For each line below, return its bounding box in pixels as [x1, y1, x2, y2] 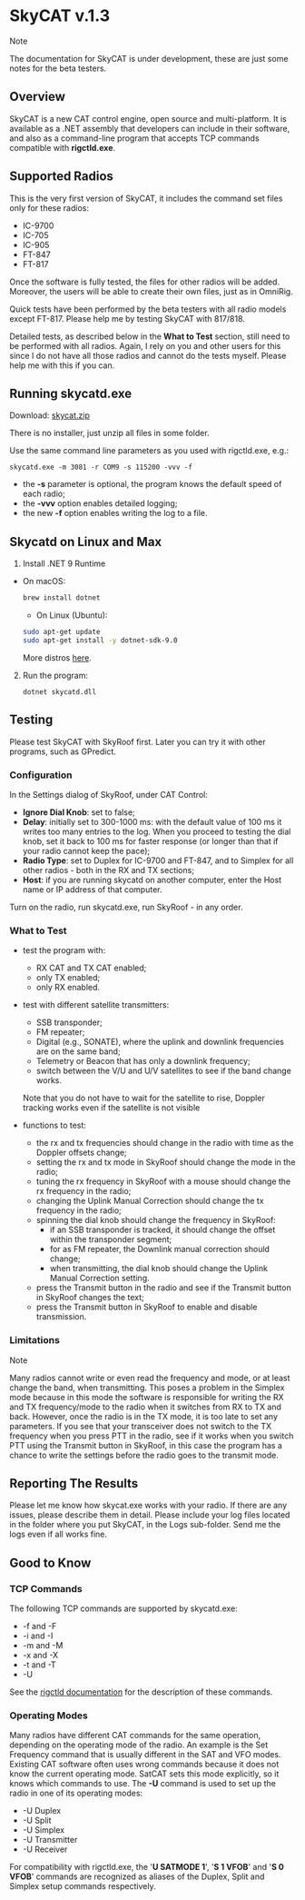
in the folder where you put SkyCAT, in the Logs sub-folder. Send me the [9, 1519, 281, 1530]
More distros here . [22, 652, 93, 663]
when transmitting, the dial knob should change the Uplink [49, 1263, 268, 1274]
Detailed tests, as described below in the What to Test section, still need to [9, 331, 290, 342]
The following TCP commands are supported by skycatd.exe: [9, 1603, 238, 1614]
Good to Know [9, 1555, 92, 1570]
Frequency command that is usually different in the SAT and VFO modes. [9, 1749, 281, 1760]
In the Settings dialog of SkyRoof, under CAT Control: [9, 789, 209, 800]
